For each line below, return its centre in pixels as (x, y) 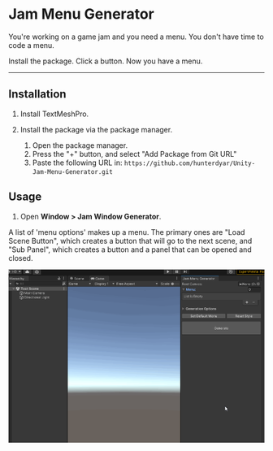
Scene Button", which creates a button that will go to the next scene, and (130, 241)
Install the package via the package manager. (96, 129)
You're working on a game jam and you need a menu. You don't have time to (136, 37)
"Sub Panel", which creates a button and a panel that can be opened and (130, 249)
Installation (37, 94)
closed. (21, 258)
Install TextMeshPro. (54, 114)
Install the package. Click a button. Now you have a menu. (106, 61)
